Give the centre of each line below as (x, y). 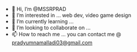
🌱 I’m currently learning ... (43, 21)
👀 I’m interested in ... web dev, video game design (71, 15)
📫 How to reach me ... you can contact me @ (66, 34)
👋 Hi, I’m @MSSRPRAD (39, 9)
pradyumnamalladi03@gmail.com (52, 43)
